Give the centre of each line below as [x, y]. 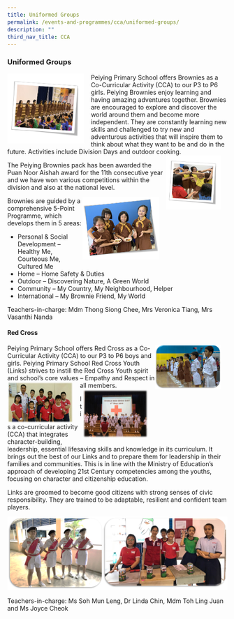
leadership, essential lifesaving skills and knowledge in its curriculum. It [110, 449]
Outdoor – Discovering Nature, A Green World [83, 281]
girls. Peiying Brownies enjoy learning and [151, 92]
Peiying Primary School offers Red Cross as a [73, 348]
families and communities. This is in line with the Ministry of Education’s [110, 464]
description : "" [31, 29]
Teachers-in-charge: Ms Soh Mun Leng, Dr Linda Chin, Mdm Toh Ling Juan [116, 601]
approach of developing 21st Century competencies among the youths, [109, 471]
